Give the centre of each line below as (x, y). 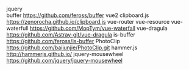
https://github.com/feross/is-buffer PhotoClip (63, 41)
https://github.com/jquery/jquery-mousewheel (65, 61)
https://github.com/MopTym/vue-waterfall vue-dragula (98, 28)
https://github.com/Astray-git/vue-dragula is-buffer (71, 35)
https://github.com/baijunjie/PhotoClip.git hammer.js (72, 47)
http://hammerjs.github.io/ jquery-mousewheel (65, 54)
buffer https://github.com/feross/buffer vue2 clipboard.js (78, 15)
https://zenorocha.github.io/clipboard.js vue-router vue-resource (88, 22)
